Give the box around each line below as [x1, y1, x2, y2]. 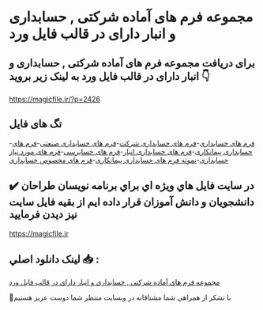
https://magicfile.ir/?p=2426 [9, 95, 101, 104]
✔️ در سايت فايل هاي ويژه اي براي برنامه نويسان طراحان [9, 179, 255, 193]
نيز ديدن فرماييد [9, 208, 77, 221]
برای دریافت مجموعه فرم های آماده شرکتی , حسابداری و [9, 56, 255, 70]
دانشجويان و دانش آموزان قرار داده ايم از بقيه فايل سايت [9, 195, 255, 209]
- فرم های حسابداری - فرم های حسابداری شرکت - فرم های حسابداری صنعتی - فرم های [9, 138, 255, 148]
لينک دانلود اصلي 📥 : [9, 253, 100, 267]
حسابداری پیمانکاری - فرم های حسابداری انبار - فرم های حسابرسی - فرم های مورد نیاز [9, 146, 253, 156]
